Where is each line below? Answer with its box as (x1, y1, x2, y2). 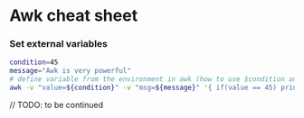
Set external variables (9, 38, 109, 50)
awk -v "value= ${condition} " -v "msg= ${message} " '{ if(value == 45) (9, 83, 278, 93)
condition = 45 (9, 58, 59, 68)
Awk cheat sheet (9, 5, 138, 26)
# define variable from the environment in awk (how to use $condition (9, 75, 285, 84)
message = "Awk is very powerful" (9, 67, 131, 76)
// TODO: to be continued (9, 99, 104, 110)
